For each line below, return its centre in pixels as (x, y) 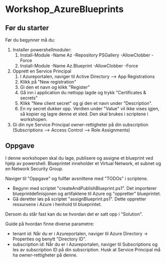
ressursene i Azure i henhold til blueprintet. (57, 204)
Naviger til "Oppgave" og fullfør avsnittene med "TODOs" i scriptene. (77, 178)
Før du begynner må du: (30, 40)
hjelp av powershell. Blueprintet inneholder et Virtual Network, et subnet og (83, 163)
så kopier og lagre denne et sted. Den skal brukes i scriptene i (84, 114)
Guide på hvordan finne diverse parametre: (50, 224)
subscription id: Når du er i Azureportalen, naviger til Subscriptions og (85, 244)
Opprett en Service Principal (42, 71)
